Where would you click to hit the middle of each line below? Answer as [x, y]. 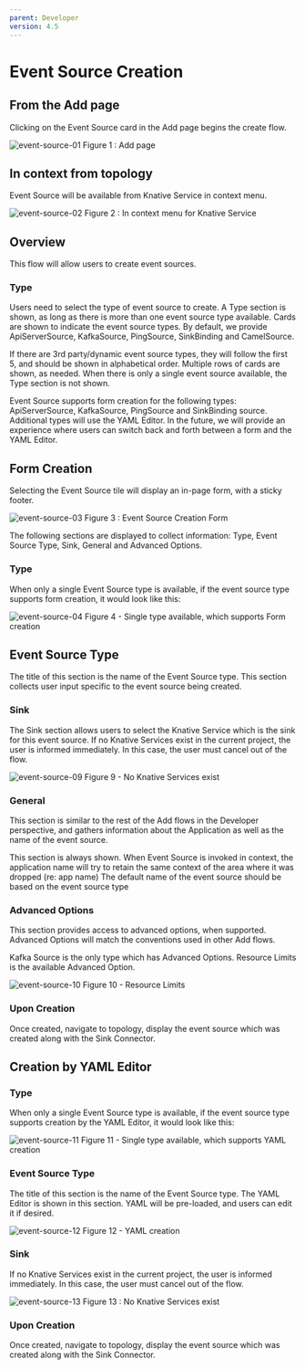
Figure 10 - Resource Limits [134, 985]
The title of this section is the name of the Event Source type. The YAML [145, 1194]
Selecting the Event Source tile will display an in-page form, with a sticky [146, 490]
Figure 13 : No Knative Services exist [151, 1301]
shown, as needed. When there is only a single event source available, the [148, 374]
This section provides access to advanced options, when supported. [138, 930]
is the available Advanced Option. [72, 967]
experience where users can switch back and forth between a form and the [151, 430]
